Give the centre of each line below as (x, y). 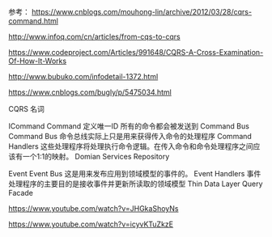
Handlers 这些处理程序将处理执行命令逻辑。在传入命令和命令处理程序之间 (131, 146)
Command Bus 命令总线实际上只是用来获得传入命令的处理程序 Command (130, 136)
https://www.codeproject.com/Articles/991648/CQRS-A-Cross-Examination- (136, 52)
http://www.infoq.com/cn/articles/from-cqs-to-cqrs (94, 36)
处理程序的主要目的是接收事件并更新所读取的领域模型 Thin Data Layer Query (136, 184)
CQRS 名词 (26, 109)
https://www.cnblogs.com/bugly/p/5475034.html (90, 92)
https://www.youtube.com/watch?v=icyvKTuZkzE (91, 224)
